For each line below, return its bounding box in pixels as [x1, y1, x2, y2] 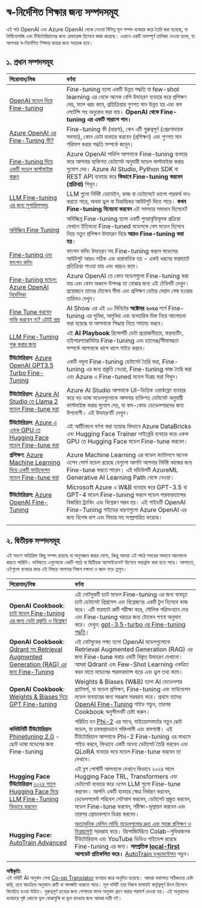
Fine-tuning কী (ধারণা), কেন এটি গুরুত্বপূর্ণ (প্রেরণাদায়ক [66, 125, 183, 133]
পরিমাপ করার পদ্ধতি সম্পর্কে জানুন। [66, 140, 134, 148]
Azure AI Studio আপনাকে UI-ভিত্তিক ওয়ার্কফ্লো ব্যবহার [66, 386, 186, 394]
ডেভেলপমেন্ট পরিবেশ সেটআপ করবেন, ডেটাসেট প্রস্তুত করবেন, [75, 794, 191, 803]
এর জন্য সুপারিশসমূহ [9, 201, 49, 209]
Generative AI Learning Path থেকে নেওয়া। [66, 473, 174, 481]
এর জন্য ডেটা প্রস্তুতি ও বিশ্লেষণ [9, 616, 67, 625]
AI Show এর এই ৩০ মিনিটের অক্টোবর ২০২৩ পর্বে [66, 304, 167, 312]
